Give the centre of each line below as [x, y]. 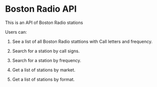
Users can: [16, 32]
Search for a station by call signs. [46, 51]
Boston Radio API [41, 9]
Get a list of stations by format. [43, 79]
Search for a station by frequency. [47, 60]
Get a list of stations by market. [44, 70]
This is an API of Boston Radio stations [44, 22]
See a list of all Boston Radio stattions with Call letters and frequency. [82, 41]
